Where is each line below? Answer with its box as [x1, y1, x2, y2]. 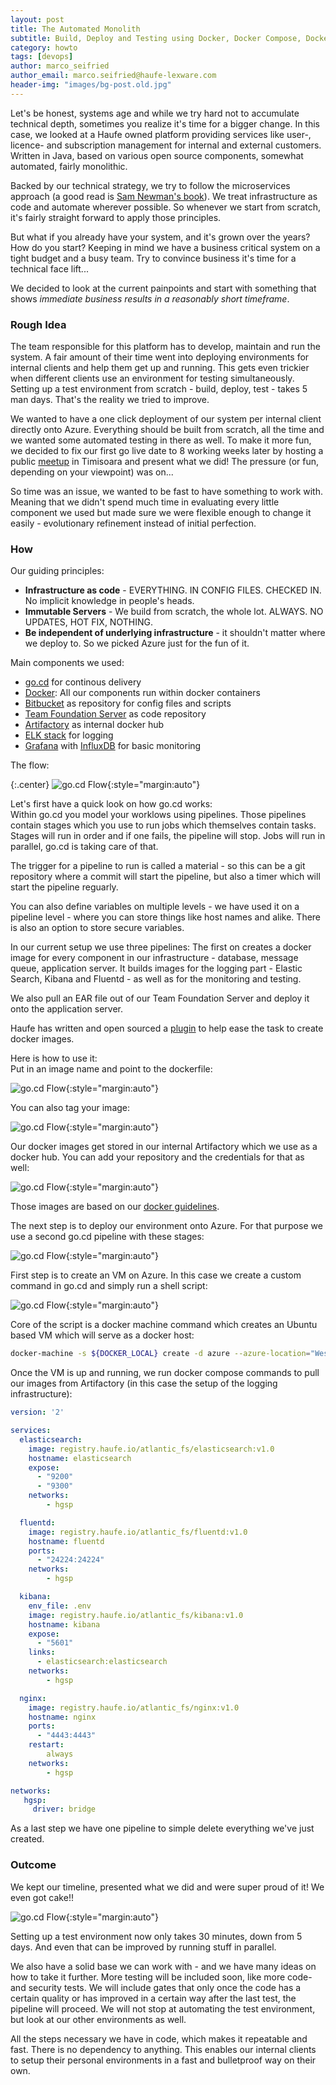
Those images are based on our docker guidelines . [10, 1201, 220, 1213]
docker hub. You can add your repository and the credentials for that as [10, 1151, 305, 1163]
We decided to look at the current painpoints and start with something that [10, 282, 317, 294]
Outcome [10, 1858, 57, 1872]
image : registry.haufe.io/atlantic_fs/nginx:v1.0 [28, 1702, 240, 1713]
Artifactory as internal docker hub [24, 719, 165, 731]
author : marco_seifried [10, 61, 110, 71]
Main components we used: [10, 657, 125, 669]
